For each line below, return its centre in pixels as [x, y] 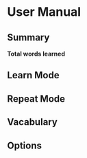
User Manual [44, 12]
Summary [28, 37]
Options [25, 145]
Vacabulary [33, 122]
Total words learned [36, 54]
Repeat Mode [36, 99]
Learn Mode [33, 75]
